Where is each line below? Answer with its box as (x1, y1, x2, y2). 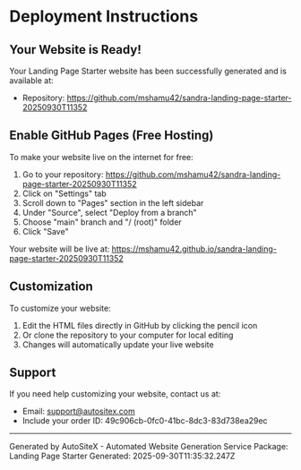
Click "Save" (21, 226, 69, 236)
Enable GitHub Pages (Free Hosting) (9, 128, 214, 143)
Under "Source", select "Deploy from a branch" (21, 207, 197, 218)
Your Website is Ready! (9, 42, 142, 57)
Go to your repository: (21, 168, 105, 180)
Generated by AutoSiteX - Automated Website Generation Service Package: (9, 441, 288, 452)
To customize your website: (9, 303, 111, 313)
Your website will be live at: (9, 244, 110, 254)
